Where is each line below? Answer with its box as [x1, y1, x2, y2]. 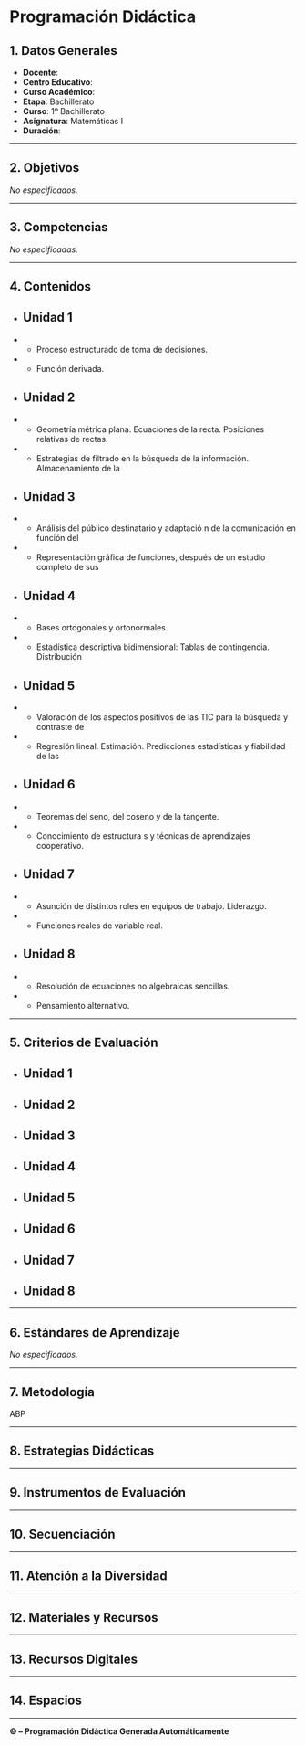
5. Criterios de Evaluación [9, 1034, 158, 1050]
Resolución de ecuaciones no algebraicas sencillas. [36, 980, 230, 991]
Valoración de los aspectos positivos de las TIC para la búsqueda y [36, 712, 289, 723]
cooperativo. [36, 840, 85, 851]
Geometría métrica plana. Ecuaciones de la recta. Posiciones [36, 423, 265, 435]
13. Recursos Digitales [9, 1651, 138, 1667]
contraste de [36, 722, 85, 733]
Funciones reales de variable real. [36, 920, 164, 931]
